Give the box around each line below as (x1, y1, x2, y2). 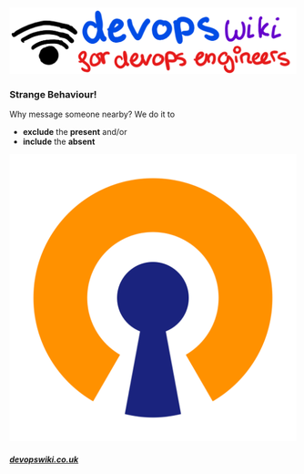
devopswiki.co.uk (9, 454, 79, 465)
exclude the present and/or (22, 126, 127, 137)
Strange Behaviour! (9, 88, 97, 100)
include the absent (22, 136, 96, 147)
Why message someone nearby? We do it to (9, 108, 176, 119)
